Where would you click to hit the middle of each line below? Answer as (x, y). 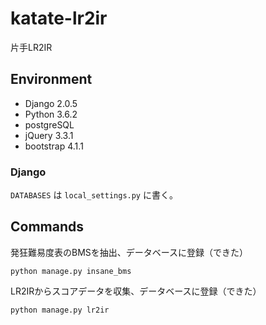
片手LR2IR (31, 47)
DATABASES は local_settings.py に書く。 (94, 195)
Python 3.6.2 (51, 114)
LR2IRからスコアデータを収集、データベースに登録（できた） (136, 291)
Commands (47, 227)
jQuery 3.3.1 (49, 135)
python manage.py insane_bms (71, 271)
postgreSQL (49, 124)
